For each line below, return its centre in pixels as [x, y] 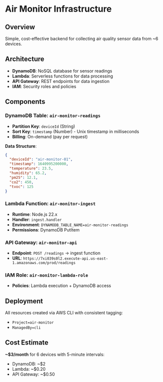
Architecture [25, 59]
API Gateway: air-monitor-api [41, 242]
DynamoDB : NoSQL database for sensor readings [62, 71]
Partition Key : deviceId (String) [44, 126]
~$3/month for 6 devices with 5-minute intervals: [55, 354]
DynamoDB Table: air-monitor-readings [53, 115]
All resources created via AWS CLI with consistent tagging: [64, 313]
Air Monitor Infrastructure [58, 9]
